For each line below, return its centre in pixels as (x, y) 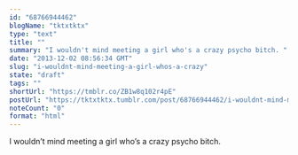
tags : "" (25, 83)
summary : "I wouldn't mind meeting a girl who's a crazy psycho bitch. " (149, 50)
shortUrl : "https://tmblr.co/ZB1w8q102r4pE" (93, 91)
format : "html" (37, 116)
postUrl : (25, 100)
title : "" (27, 42)
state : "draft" (37, 75)
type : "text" (33, 34)
